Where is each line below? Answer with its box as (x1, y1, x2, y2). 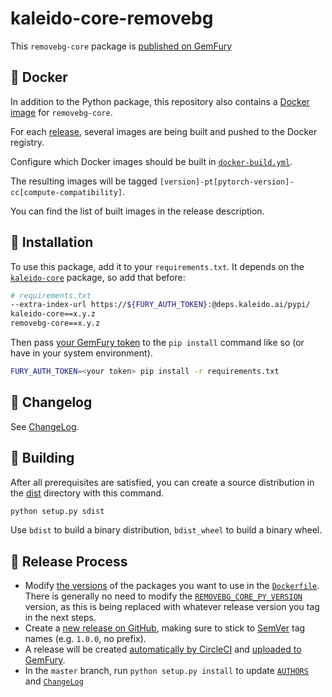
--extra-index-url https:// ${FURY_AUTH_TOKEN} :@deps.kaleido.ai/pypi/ (10, 300, 311, 310)
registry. (10, 136, 45, 148)
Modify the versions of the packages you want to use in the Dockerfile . (24, 580, 320, 592)
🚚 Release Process (10, 553, 128, 570)
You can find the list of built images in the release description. (10, 205, 265, 217)
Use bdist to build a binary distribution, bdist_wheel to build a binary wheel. (10, 524, 323, 536)
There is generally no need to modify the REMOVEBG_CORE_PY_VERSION (24, 590, 303, 602)
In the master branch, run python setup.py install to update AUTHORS (24, 665, 309, 677)
